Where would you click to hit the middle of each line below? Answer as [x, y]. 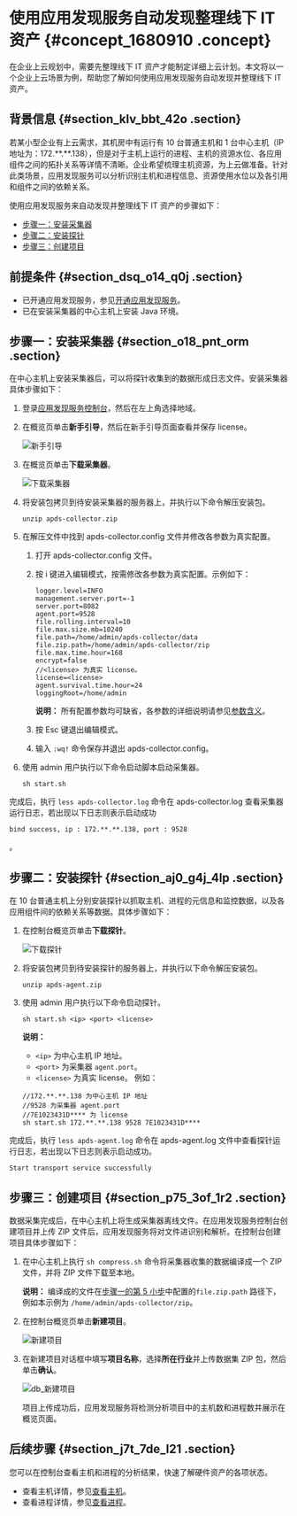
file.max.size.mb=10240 [79, 630]
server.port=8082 [67, 607]
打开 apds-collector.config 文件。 [96, 555]
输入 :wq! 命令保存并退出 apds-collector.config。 [124, 748]
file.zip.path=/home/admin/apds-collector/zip [122, 646]
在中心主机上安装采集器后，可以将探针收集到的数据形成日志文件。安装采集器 [148, 378]
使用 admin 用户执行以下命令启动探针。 [94, 1002]
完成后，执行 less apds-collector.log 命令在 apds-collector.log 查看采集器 [147, 801]
